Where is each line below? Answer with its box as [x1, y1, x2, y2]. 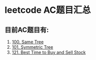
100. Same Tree [11, 39, 44, 45]
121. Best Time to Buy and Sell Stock [11, 50, 86, 55]
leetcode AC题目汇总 [4, 4, 91, 16]
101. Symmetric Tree [11, 44, 53, 50]
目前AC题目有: [4, 26, 49, 34]
